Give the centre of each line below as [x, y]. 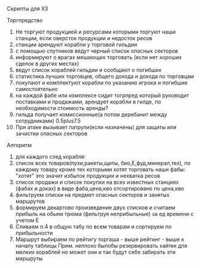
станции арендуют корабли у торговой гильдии [76, 45]
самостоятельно [37, 89]
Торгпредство [25, 20]
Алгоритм [19, 145]
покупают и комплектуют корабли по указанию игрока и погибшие [101, 83]
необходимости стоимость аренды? [62, 108]
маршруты [29, 258]
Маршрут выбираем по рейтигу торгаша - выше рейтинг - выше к [100, 239]
